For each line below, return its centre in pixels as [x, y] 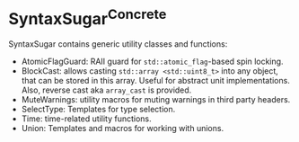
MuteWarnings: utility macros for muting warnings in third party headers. [156, 100]
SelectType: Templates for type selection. [98, 110]
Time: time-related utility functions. [86, 119]
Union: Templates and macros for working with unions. [123, 129]
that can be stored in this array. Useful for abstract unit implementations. [156, 81]
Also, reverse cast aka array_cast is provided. [106, 90]
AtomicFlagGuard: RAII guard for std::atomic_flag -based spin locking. [152, 62]
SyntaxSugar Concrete [88, 18]
